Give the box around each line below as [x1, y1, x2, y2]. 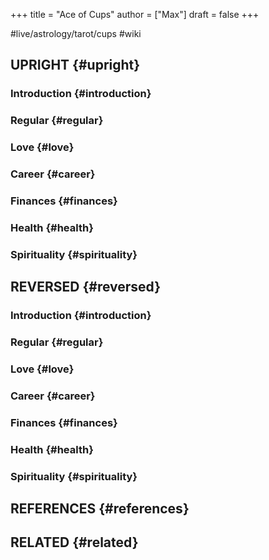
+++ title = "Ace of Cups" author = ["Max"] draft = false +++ [10, 9, 260, 20]
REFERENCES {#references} [10, 500, 190, 518]
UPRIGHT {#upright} [10, 57, 141, 74]
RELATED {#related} [10, 534, 139, 551]
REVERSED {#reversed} [10, 279, 162, 296]
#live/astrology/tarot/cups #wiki [10, 28, 142, 39]
